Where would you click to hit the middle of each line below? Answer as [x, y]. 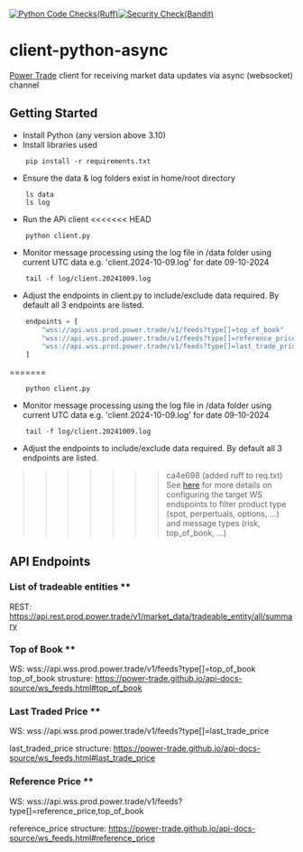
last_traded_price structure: [60, 748]
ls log [38, 202]
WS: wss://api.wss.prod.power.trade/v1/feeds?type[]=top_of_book [133, 669]
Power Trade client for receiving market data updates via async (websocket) [151, 75]
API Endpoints [50, 561]
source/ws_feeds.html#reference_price [83, 838]
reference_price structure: [58, 828]
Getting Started [54, 113]
